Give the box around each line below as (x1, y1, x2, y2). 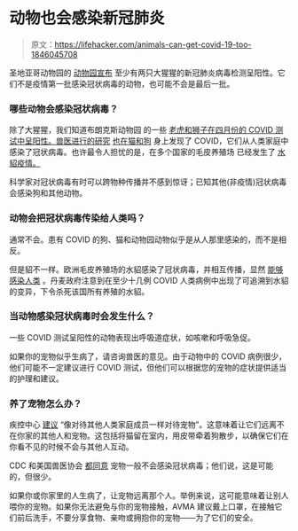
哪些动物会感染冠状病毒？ (9, 103, 119, 115)
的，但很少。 (9, 472, 56, 482)
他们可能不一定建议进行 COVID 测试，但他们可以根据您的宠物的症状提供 (9, 362, 271, 372)
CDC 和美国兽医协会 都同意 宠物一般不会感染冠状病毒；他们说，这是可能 (9, 460, 274, 471)
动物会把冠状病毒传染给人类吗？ (9, 212, 146, 224)
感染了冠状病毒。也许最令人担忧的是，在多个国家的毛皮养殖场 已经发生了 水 (9, 147, 286, 158)
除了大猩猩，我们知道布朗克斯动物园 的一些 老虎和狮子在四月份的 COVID (9, 125, 273, 136)
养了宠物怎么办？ (9, 397, 82, 410)
